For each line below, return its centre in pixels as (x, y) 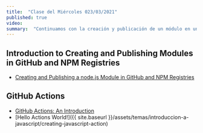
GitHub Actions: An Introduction (55, 111)
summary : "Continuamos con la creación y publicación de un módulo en (98, 29)
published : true (27, 18)
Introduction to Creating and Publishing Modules (100, 53)
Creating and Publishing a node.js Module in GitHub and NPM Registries (105, 77)
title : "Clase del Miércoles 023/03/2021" (62, 12)
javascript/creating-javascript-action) (62, 123)
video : (14, 23)
